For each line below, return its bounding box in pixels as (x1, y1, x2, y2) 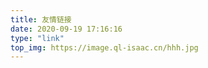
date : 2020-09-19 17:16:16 (10, 24, 123, 34)
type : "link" (10, 33, 65, 43)
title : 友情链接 (10, 14, 72, 25)
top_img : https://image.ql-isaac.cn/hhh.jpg (10, 42, 199, 53)
